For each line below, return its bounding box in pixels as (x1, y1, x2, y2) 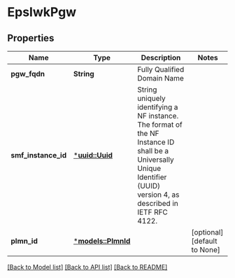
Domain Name (137, 74, 184, 83)
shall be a (137, 146, 169, 155)
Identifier (137, 172, 167, 182)
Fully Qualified (137, 64, 185, 74)
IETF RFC (137, 207, 168, 217)
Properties (7, 32, 55, 44)
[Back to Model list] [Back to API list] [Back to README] (7, 263, 168, 271)
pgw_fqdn (10, 69, 45, 78)
